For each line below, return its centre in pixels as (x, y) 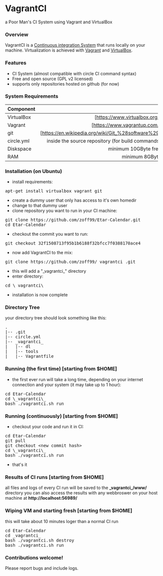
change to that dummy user (40, 206)
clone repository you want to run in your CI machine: (65, 211)
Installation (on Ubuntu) (33, 171)
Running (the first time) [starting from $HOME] (61, 369)
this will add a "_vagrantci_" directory (49, 271)
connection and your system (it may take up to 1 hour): (66, 384)
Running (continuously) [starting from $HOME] (61, 416)
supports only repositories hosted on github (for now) (66, 84)
